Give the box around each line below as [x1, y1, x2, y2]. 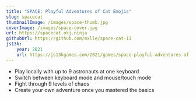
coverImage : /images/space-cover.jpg [6, 24, 98, 31]
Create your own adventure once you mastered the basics [14, 86, 155, 93]
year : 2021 [16, 47, 43, 52]
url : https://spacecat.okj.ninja [6, 30, 87, 36]
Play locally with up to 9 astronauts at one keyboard [14, 68, 139, 75]
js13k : [6, 41, 22, 47]
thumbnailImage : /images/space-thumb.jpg [6, 19, 108, 25]
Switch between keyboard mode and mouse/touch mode [14, 74, 152, 81]
